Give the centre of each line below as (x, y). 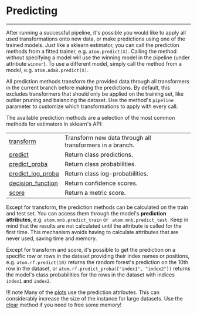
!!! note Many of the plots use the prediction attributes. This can (83, 292)
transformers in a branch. (99, 145)
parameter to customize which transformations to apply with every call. (92, 106)
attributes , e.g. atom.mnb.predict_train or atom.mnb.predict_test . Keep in (97, 220)
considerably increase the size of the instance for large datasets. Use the (94, 298)
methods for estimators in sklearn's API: (54, 124)
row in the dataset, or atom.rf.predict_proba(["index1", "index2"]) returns (98, 268)
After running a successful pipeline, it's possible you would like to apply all (96, 32)
